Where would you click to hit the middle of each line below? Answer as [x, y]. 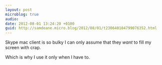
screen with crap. [23, 48]
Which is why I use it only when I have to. [48, 57]
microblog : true [22, 14]
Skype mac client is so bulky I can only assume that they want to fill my [78, 42]
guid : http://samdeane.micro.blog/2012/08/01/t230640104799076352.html [81, 28]
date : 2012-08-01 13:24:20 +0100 [40, 24]
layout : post [19, 10]
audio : [12, 19]
